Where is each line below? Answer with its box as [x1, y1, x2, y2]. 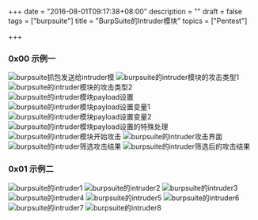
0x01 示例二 [8, 164, 54, 175]
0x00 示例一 [8, 53, 56, 64]
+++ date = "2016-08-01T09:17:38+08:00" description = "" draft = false [8, 7, 243, 16]
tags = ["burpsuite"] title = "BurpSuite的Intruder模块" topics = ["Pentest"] [8, 16, 248, 25]
